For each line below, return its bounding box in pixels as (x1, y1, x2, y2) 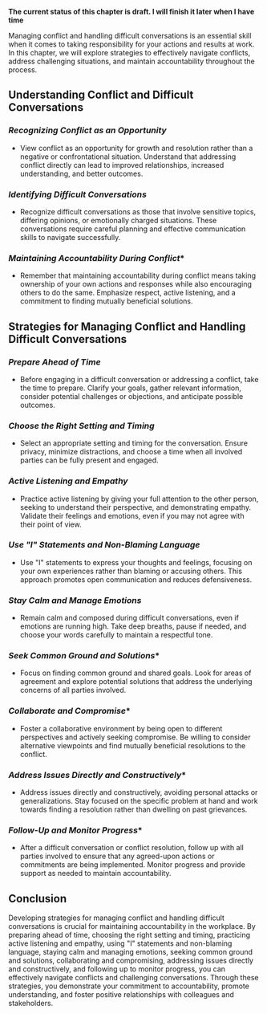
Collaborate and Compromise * (8, 706, 131, 717)
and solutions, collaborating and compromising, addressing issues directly (8, 955, 254, 966)
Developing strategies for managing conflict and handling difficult (8, 913, 225, 922)
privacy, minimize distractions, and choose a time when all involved (19, 447, 243, 457)
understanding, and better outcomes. (19, 169, 144, 178)
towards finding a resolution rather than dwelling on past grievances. (19, 804, 248, 814)
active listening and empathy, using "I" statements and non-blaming (8, 939, 233, 948)
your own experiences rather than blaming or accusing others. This (19, 566, 243, 576)
